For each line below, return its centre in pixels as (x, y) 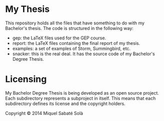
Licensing (26, 79)
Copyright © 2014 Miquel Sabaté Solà (44, 113)
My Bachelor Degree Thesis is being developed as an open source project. (82, 93)
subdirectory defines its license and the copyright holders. (65, 104)
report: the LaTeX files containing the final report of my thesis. (76, 43)
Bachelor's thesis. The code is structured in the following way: (69, 28)
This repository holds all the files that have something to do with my (75, 23)
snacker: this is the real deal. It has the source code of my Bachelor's (83, 54)
